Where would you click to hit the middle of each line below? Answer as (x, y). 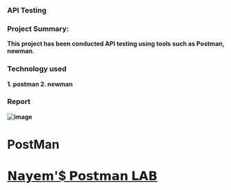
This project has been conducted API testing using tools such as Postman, (116, 44)
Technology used (37, 69)
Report (19, 102)
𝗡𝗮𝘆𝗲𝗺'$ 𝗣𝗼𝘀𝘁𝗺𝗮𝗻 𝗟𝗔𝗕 (82, 176)
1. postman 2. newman (40, 84)
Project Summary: (38, 28)
